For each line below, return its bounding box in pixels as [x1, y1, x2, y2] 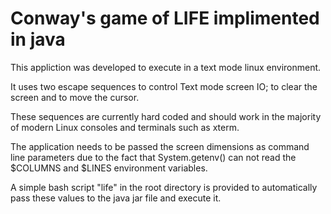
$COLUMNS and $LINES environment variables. [10, 162, 208, 174]
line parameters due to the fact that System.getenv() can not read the [10, 151, 297, 163]
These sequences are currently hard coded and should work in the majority [10, 110, 322, 122]
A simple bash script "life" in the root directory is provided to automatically [10, 181, 318, 193]
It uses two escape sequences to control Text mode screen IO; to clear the [10, 80, 318, 92]
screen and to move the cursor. [10, 91, 140, 103]
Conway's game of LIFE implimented [10, 7, 320, 30]
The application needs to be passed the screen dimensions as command [10, 140, 310, 152]
